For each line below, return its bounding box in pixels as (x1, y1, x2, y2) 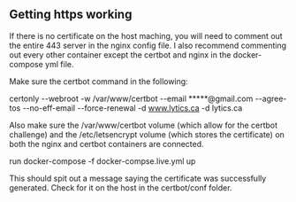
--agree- (254, 93, 287, 104)
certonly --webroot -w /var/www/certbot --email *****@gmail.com (9, 93, 254, 104)
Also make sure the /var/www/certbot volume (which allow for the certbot (9, 120, 278, 130)
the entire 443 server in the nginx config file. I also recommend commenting (9, 40, 287, 50)
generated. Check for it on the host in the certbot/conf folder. (9, 182, 232, 193)
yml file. (45, 58, 74, 69)
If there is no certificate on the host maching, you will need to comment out (9, 30, 283, 41)
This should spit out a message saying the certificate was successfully (9, 173, 267, 183)
